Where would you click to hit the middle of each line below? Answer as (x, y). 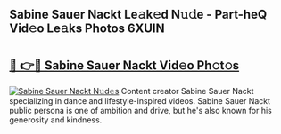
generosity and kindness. (56, 120)
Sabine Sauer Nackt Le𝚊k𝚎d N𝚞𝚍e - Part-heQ (138, 15)
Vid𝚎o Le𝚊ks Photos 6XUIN (87, 29)
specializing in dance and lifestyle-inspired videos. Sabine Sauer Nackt (140, 101)
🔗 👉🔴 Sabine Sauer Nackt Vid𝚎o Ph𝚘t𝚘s (124, 65)
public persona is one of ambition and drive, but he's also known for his (140, 110)
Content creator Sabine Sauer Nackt (187, 91)
